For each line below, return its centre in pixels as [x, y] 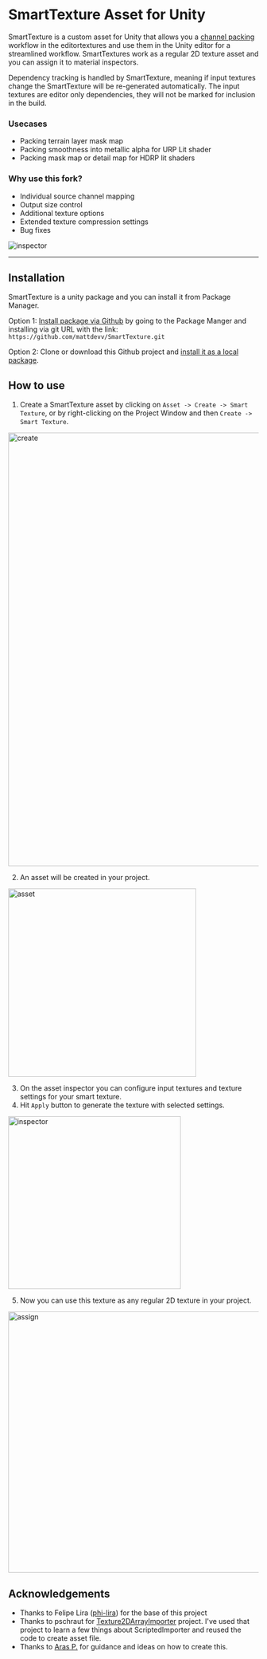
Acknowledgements [59, 1593]
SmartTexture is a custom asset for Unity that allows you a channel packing [132, 37]
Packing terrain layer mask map [72, 141]
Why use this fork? [46, 179]
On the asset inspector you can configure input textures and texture [131, 1088]
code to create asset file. [60, 1638]
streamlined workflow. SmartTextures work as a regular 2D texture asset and [133, 53]
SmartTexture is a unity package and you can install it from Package [120, 297]
